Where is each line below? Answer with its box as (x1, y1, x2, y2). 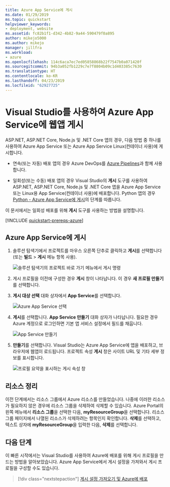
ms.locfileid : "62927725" (5, 83, 60, 88)
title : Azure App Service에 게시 (5, 7, 73, 13)
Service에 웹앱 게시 (5, 119, 84, 130)
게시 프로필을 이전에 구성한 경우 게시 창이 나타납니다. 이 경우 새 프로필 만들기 (12, 275, 164, 282)
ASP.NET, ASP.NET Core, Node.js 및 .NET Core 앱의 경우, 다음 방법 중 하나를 (5, 136, 161, 143)
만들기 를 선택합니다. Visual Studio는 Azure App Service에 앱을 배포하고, (12, 342, 158, 348)
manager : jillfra (5, 45, 42, 50)
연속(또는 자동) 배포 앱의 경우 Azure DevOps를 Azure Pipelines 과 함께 (12, 160, 153, 166)
